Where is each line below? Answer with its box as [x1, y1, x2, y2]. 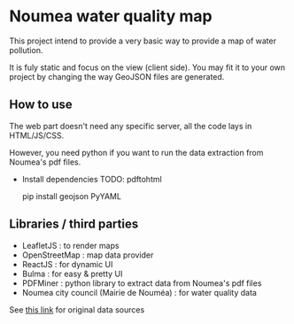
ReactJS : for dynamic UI [21, 258, 113, 269]
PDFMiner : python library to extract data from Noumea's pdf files [21, 277, 262, 289]
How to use [9, 97, 73, 112]
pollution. [9, 44, 43, 55]
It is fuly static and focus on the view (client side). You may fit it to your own [9, 62, 286, 73]
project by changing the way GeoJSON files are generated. [9, 71, 225, 81]
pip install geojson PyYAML [21, 190, 122, 201]
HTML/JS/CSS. [9, 130, 65, 141]
